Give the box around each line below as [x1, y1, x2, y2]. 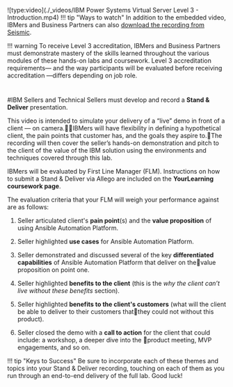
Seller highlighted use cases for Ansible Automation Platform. [17, 237, 195, 246]
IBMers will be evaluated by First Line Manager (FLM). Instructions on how [7, 167, 220, 176]
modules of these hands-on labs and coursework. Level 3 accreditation [7, 56, 212, 65]
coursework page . [7, 182, 61, 190]
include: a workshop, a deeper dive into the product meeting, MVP [17, 336, 212, 344]
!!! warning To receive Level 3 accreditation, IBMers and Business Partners [7, 42, 220, 50]
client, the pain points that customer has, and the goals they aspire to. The [7, 132, 223, 140]
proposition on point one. [17, 266, 90, 274]
